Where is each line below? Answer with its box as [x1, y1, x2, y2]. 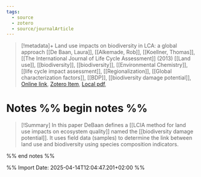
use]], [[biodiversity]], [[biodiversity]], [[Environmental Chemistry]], [20, 61, 188, 69]
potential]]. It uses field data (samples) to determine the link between [20, 134, 193, 141]
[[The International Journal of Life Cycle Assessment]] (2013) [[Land [20, 55, 191, 62]
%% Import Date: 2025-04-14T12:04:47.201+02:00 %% [6, 164, 145, 172]
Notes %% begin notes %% [6, 102, 148, 115]
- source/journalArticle [11, 25, 74, 32]
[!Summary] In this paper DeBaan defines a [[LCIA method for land [20, 122, 187, 129]
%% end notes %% [6, 152, 55, 160]
